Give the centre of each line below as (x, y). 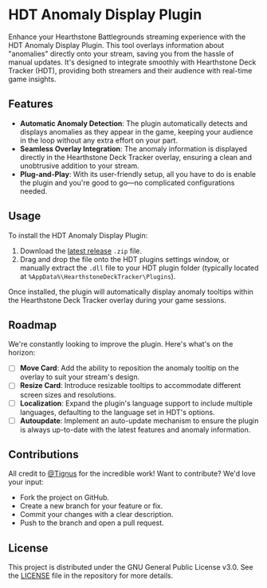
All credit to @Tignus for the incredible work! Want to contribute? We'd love (132, 474)
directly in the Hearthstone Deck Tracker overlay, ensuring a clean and (136, 157)
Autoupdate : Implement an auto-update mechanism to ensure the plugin (139, 421)
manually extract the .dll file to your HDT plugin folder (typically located (139, 268)
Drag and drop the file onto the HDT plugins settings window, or (124, 259)
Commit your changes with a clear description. (96, 515)
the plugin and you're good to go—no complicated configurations (127, 182)
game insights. (32, 79)
